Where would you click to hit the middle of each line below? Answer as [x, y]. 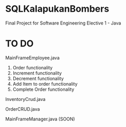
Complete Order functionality [43, 89]
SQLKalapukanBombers [57, 9]
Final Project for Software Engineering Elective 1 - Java [63, 23]
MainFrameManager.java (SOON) [40, 119]
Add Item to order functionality [45, 84]
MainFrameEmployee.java [33, 58]
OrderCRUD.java [23, 109]
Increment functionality [37, 73]
